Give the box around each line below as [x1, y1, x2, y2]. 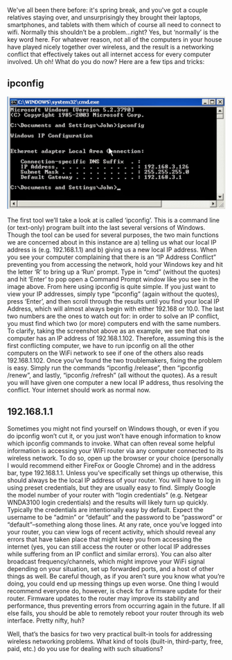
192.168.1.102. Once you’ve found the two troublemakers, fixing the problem [7, 356, 222, 364]
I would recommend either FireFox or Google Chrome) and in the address [7, 461, 216, 470]
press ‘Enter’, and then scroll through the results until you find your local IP [7, 297, 220, 305]
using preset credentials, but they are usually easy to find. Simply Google [7, 483, 216, 492]
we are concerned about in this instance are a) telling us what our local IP [7, 238, 217, 246]
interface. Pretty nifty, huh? [7, 616, 85, 625]
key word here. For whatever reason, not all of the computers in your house [7, 35, 222, 44]
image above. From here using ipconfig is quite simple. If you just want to [7, 282, 216, 290]
